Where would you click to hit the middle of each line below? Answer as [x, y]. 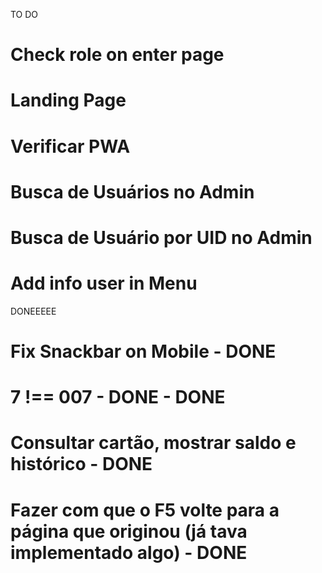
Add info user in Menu [104, 283]
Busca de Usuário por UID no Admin [161, 237]
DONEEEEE [33, 311]
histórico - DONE [81, 464]
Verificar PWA [70, 146]
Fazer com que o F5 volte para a [145, 510]
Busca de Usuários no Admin [132, 191]
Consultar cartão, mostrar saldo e [153, 443]
